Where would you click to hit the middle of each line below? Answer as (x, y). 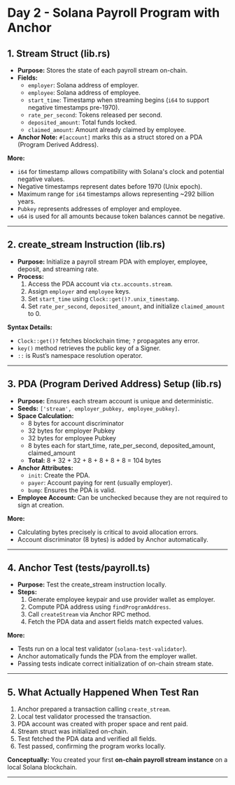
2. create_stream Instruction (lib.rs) (86, 245)
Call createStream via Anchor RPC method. (89, 614)
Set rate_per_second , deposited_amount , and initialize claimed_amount (126, 306)
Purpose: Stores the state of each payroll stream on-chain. (102, 70)
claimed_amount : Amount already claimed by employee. (107, 130)
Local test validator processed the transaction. (84, 716)
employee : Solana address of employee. (84, 93)
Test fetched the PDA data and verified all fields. (87, 739)
